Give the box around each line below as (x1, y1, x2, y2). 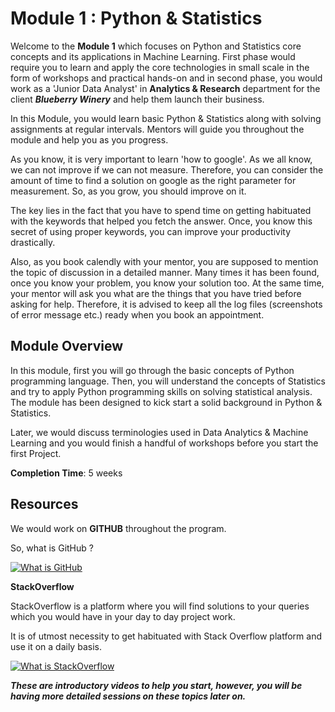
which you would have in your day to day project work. (10, 610, 236, 622)
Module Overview (10, 338, 124, 355)
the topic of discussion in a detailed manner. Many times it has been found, (10, 266, 320, 278)
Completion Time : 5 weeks (10, 467, 123, 479)
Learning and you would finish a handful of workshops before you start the (10, 437, 319, 449)
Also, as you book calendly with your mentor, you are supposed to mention (10, 255, 319, 267)
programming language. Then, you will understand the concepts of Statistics (10, 375, 326, 387)
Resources (10, 496, 79, 513)
